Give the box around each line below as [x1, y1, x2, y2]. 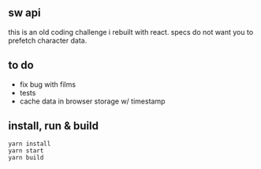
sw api [8, 6, 41, 20]
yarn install [8, 140, 51, 148]
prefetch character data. [8, 36, 88, 45]
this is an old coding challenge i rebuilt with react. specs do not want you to [8, 27, 254, 36]
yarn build [8, 154, 44, 162]
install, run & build [8, 119, 99, 133]
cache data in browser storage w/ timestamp [19, 96, 166, 106]
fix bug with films [19, 79, 76, 89]
